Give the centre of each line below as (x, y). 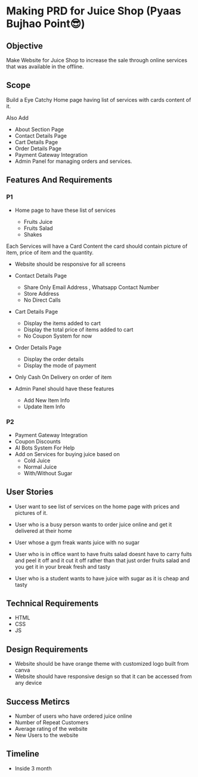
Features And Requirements (59, 180)
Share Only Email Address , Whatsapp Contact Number (91, 287)
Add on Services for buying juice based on (67, 454)
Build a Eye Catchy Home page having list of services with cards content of (99, 99)
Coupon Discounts (38, 441)
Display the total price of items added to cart (78, 329)
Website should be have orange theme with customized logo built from (102, 664)
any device (28, 683)
